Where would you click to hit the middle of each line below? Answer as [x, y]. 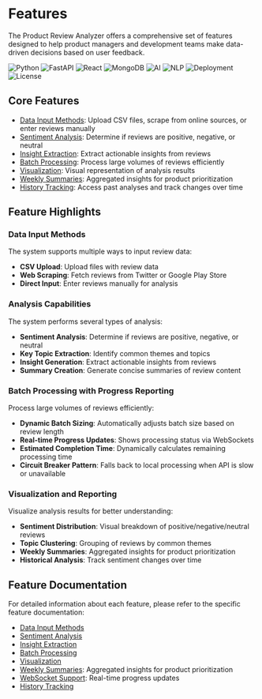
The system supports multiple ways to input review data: [100, 252]
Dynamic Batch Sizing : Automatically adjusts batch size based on [127, 423]
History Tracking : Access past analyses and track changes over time [131, 187]
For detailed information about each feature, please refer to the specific [124, 604]
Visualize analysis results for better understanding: [91, 511]
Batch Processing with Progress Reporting [91, 390]
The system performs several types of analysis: [86, 321]
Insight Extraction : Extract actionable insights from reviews [115, 153]
